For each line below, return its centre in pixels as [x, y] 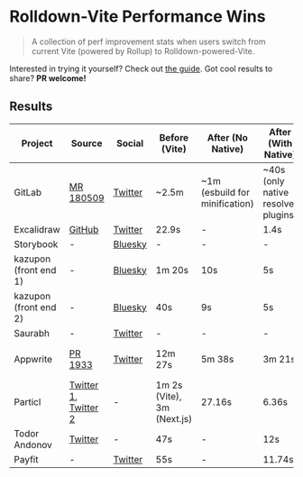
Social [130, 143]
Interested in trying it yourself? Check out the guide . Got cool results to [141, 69]
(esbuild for [225, 192]
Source [87, 143]
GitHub [84, 229]
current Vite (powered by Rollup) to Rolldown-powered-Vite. [143, 50]
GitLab [28, 192]
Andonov [33, 445]
